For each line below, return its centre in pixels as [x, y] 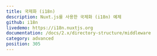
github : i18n [22, 22]
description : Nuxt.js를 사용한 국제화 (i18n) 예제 [64, 17]
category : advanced [30, 38]
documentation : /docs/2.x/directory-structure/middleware [78, 33]
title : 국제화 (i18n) [31, 11]
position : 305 [24, 44]
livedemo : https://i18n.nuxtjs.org [50, 28]
